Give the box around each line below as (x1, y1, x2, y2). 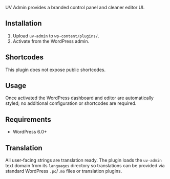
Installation (5, 19, 42, 28)
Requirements (5, 115, 51, 124)
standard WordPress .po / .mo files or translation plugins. (5, 168, 122, 174)
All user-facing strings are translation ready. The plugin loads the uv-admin (5, 157, 162, 163)
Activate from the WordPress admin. (12, 38, 90, 44)
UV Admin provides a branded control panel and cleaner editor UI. (5, 5, 145, 10)
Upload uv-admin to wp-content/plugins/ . (12, 33, 100, 39)
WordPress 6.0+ (12, 129, 47, 135)
